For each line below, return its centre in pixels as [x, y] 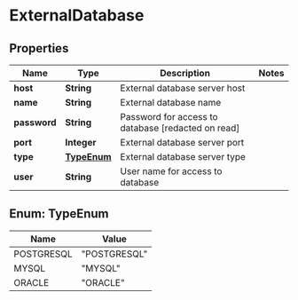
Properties [39, 48]
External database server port [182, 142]
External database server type [183, 157]
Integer [81, 142]
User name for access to [171, 171]
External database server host [183, 88]
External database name [171, 103]
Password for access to [169, 117]
